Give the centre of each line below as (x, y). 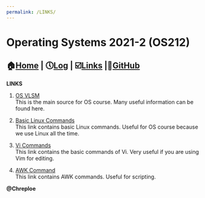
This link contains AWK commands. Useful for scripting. (85, 177)
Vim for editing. (35, 158)
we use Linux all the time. (47, 133)
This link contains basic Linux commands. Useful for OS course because (107, 127)
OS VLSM (27, 95)
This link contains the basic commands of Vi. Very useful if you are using (107, 151)
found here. (30, 109)
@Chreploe (21, 188)
